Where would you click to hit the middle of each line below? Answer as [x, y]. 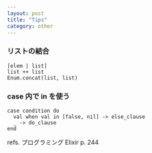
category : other [30, 26]
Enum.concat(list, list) [42, 78]
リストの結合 [28, 51]
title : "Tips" [27, 20]
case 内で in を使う [39, 96]
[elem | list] [27, 66]
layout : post [26, 13]
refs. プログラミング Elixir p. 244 [53, 142]
